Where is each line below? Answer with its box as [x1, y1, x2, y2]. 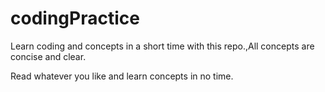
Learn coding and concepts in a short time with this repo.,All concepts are [10, 40, 315, 52]
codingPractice [10, 7, 140, 30]
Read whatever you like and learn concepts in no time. [10, 70, 234, 82]
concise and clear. [10, 50, 87, 62]
